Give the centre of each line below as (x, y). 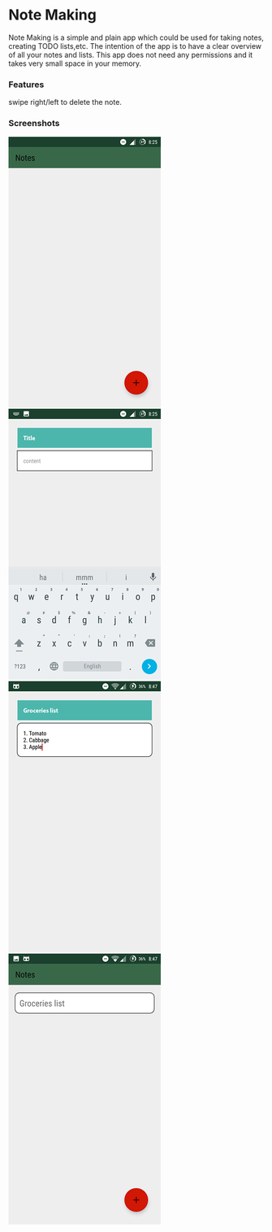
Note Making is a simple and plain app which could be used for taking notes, (136, 37)
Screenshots (34, 124)
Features (26, 85)
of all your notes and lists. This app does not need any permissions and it (131, 54)
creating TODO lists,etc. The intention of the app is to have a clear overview (135, 46)
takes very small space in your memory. (75, 63)
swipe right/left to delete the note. (65, 102)
